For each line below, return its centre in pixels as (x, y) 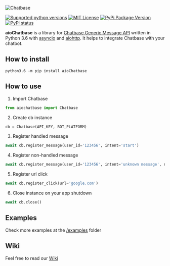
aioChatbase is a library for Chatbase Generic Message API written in (78, 33)
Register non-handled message (45, 155)
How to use (23, 87)
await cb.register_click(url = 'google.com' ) (52, 183)
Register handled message (40, 136)
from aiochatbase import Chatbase (42, 108)
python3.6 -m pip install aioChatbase (46, 71)
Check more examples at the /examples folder (53, 230)
